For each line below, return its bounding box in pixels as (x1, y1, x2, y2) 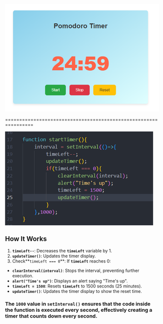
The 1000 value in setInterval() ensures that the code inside (5, 300, 151, 307)
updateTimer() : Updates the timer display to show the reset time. (12, 288, 143, 294)
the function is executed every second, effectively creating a (5, 306, 153, 313)
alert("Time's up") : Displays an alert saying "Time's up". (12, 278, 128, 284)
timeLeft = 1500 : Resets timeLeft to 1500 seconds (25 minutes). (12, 283, 143, 289)
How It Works (5, 235, 47, 243)
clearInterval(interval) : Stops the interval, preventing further (12, 267, 140, 273)
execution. (12, 272, 34, 279)
